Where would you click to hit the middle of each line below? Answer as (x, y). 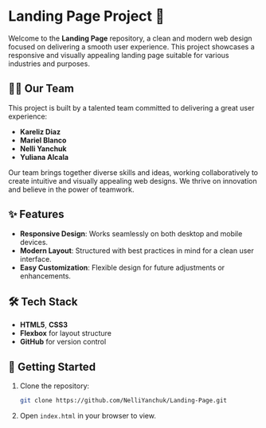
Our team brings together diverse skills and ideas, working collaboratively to (133, 172)
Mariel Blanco (43, 140)
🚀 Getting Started (52, 366)
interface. (35, 259)
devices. (34, 242)
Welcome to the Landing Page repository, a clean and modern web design (130, 38)
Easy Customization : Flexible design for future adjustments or (122, 267)
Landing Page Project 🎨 (86, 16)
